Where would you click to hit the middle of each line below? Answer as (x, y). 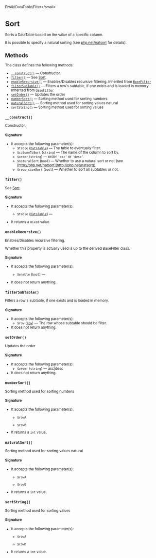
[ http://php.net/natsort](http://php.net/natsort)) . (57, 165)
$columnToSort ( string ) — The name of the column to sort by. (68, 153)
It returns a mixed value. (31, 222)
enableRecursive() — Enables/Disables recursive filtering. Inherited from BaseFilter (81, 81)
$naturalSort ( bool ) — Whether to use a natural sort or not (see (70, 161)
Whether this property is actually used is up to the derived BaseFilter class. (68, 248)
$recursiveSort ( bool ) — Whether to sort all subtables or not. (68, 170)
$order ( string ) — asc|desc (40, 368)
